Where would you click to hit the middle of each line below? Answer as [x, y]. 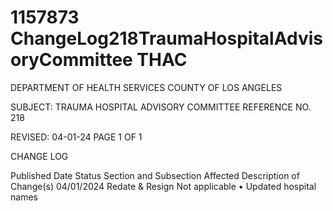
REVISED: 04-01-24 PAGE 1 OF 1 [76, 137]
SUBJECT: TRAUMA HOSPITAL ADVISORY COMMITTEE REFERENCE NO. [161, 107]
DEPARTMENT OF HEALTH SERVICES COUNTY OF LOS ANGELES [146, 87]
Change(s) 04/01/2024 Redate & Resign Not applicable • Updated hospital [163, 186]
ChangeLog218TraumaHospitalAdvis [166, 38]
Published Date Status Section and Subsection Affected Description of [155, 175]
